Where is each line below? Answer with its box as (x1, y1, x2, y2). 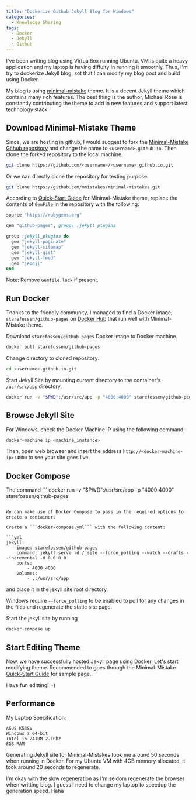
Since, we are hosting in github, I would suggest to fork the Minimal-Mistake (6, 138, 189, 145)
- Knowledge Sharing (11, 19, 61, 25)
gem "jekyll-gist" (11, 249, 57, 255)
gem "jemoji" (11, 260, 43, 266)
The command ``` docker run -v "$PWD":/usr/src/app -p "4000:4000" (6, 486, 174, 493)
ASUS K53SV (6, 725, 33, 732)
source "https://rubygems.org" (6, 212, 82, 218)
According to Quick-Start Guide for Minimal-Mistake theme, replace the (6, 194, 178, 202)
